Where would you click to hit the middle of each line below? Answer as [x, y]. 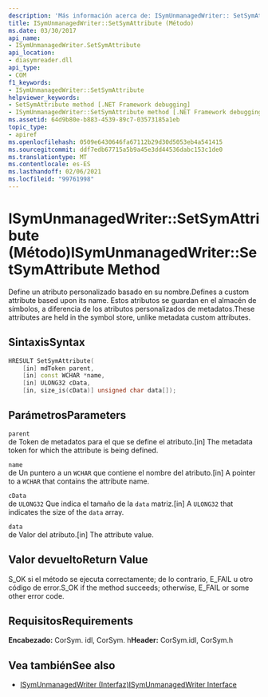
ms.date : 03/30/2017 [43, 30]
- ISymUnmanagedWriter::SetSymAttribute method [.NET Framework [117, 113]
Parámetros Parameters [67, 415]
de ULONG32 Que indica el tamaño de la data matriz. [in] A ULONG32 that [121, 504]
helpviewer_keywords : [44, 98]
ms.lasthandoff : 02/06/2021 [55, 172]
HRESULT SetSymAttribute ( [51, 360]
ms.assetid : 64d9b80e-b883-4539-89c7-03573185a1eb [94, 120]
